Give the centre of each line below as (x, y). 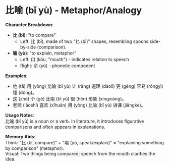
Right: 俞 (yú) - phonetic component (58, 66)
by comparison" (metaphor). (35, 148)
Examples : (16, 76)
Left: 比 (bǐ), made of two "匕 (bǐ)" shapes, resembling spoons (84, 41)
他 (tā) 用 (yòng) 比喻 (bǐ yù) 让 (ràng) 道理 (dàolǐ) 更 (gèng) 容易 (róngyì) (88, 86)
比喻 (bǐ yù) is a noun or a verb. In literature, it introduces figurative (75, 121)
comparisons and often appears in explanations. (55, 127)
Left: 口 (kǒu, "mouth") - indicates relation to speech (75, 59)
